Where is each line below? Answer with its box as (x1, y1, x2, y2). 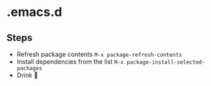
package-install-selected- (126, 59, 205, 66)
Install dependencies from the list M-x (16, 58, 124, 66)
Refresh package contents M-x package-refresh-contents (16, 50, 182, 58)
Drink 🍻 (16, 71, 38, 79)
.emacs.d (6, 4, 62, 20)
